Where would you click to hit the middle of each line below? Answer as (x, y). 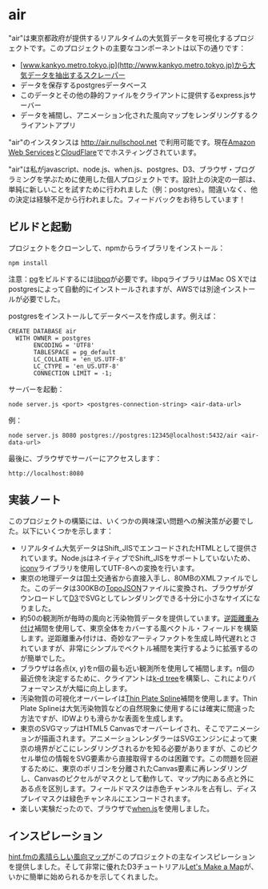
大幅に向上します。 (100, 688)
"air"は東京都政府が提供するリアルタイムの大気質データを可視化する (121, 38)
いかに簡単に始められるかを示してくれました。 (85, 877)
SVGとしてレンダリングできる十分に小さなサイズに (169, 598)
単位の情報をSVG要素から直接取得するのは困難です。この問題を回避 (146, 758)
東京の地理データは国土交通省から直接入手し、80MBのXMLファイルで (136, 578)
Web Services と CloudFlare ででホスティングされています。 (105, 152)
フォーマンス (41, 688)
